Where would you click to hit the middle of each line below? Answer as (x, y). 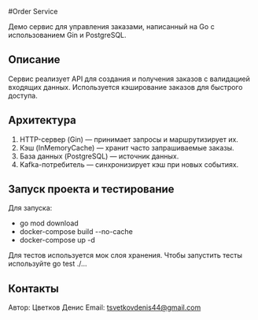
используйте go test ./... (48, 264)
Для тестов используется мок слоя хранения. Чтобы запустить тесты (125, 255)
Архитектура (42, 120)
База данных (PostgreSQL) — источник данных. (99, 156)
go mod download (49, 223)
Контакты (33, 288)
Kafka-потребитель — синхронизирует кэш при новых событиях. (129, 164)
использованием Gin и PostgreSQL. (68, 35)
